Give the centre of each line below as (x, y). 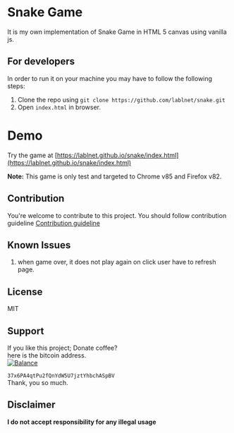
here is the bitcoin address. (47, 355)
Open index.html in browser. (59, 107)
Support (26, 331)
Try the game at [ (32, 155)
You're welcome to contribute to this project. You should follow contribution (117, 215)
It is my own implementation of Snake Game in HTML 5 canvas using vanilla (117, 32)
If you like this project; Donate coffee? (62, 348)
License (25, 292)
